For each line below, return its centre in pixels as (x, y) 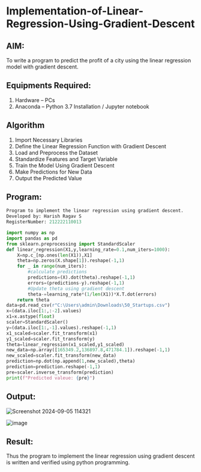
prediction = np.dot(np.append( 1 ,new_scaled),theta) (71, 362)
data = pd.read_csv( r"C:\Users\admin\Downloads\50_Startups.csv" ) (88, 305)
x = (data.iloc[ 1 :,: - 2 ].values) (44, 311)
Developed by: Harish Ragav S (44, 216)
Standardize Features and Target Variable (66, 159)
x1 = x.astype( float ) (31, 316)
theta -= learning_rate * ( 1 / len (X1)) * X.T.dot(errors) (92, 294)
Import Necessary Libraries (49, 140)
